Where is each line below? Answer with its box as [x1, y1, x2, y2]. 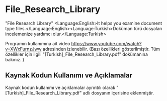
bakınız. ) [5, 56, 25, 62]
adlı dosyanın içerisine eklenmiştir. [82, 89, 154, 96]
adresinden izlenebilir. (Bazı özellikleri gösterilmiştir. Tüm [42, 46, 160, 52]
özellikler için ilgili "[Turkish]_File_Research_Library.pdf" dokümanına [5, 51, 148, 57]
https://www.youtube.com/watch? [71, 40, 142, 46]
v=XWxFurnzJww [5, 46, 42, 52]
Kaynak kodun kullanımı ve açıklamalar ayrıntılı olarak [5, 84, 116, 90]
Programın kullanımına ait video [5, 40, 70, 46]
